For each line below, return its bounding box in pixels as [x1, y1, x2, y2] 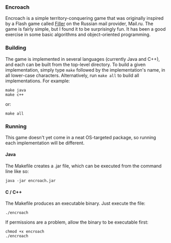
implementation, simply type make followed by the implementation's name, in [5, 67, 165, 73]
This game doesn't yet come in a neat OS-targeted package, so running [5, 134, 157, 140]
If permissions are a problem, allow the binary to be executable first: [5, 219, 149, 226]
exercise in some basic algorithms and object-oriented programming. [5, 32, 151, 38]
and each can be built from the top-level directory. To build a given [5, 61, 146, 68]
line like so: [5, 168, 29, 174]
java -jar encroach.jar [5, 178, 56, 184]
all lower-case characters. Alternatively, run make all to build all [5, 72, 139, 78]
